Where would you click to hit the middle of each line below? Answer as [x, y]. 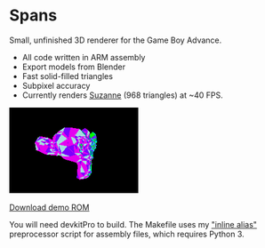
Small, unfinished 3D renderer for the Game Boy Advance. [116, 40]
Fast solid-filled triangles [68, 76]
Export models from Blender [74, 67]
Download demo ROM [49, 207]
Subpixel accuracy [56, 85]
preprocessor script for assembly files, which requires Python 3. [127, 234]
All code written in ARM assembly [84, 57]
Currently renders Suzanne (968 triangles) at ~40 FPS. [123, 95]
